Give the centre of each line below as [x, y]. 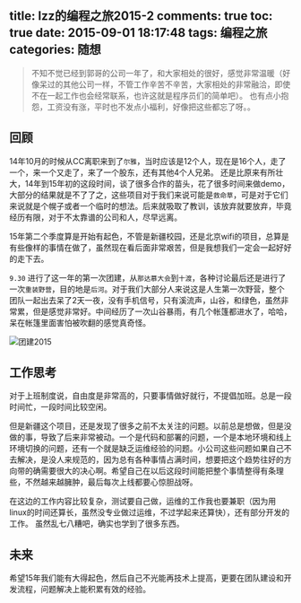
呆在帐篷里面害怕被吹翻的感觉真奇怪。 [80, 322]
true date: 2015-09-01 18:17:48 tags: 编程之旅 [138, 33]
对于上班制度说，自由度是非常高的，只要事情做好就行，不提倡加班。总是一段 [150, 396]
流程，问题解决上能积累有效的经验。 [83, 590]
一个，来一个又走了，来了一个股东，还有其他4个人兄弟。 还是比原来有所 [142, 172]
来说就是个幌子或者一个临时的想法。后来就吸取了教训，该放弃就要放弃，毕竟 [150, 205]
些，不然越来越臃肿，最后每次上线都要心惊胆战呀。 [103, 482]
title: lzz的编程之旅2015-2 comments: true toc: [141, 16]
